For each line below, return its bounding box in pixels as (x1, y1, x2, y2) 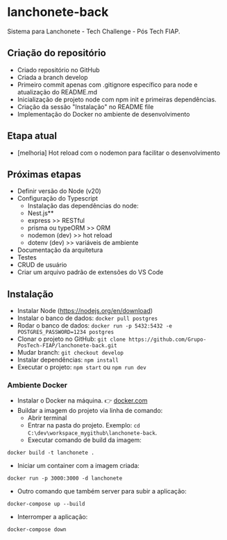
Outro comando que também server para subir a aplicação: (17, 487, 187, 496)
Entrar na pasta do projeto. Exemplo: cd (27, 421, 140, 430)
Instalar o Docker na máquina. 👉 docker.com (17, 396, 148, 405)
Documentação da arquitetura (17, 246, 103, 254)
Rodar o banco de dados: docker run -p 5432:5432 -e (17, 321, 172, 330)
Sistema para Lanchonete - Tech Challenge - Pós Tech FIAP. (7, 27, 180, 35)
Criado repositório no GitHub (17, 65, 100, 74)
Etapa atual (7, 130, 58, 142)
